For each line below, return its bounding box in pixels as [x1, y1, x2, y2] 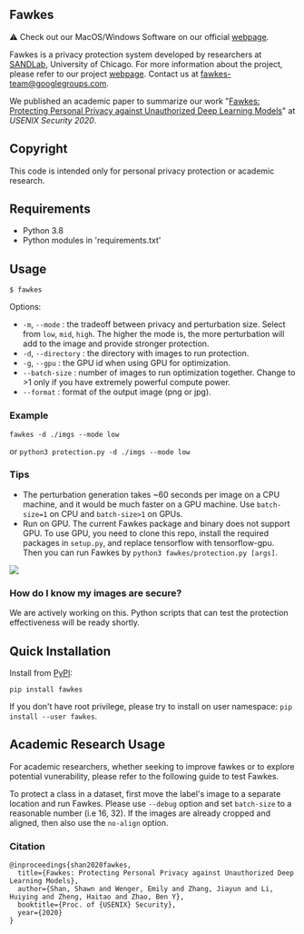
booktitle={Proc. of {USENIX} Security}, [17, 900, 177, 909]
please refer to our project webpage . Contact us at [9, 68, 199, 79]
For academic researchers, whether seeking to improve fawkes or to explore [9, 760, 295, 771]
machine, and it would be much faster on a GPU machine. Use [22, 499, 256, 510]
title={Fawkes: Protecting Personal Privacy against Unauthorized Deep [17, 869, 295, 878]
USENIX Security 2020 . [9, 114, 97, 125]
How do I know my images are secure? [9, 586, 182, 599]
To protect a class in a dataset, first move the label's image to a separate [9, 788, 281, 799]
